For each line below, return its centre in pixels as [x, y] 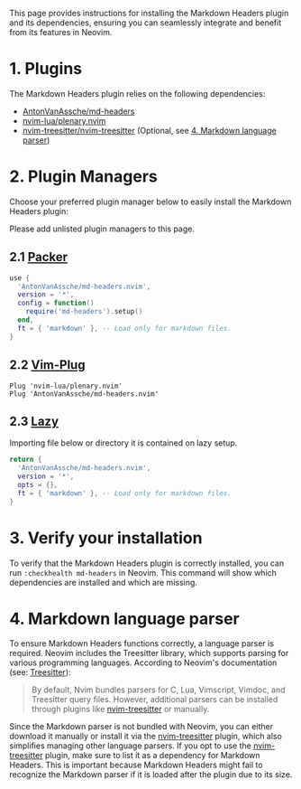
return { [26, 460]
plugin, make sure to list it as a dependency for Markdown [152, 756]
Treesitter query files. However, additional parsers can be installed [155, 700]
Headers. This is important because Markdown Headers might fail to [136, 765]
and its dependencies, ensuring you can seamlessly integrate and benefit [146, 23]
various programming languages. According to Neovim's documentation [143, 662]
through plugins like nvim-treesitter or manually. [120, 709]
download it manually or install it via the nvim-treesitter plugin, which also [146, 737]
